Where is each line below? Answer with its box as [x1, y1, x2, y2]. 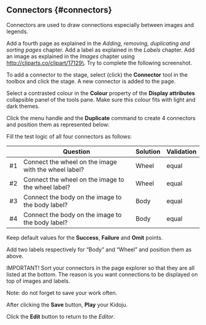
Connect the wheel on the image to [23, 175, 124, 183]
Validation [166, 147, 197, 156]
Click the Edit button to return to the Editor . [6, 313, 115, 320]
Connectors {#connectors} [6, 5, 112, 15]
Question [63, 147, 91, 156]
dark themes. [6, 102, 40, 110]
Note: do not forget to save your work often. [6, 289, 118, 296]
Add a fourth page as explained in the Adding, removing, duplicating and [6, 39, 190, 47]
